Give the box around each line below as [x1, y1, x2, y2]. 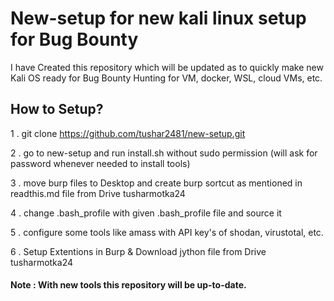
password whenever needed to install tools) [10, 157, 191, 169]
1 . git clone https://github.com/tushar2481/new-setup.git [10, 127, 246, 139]
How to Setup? [10, 101, 104, 118]
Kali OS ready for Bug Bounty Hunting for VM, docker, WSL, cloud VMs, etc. [10, 72, 323, 84]
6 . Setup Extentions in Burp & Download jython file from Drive [10, 245, 267, 257]
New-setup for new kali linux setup [10, 7, 307, 30]
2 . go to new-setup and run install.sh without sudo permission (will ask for [10, 147, 318, 159]
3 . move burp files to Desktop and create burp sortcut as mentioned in [10, 177, 303, 189]
